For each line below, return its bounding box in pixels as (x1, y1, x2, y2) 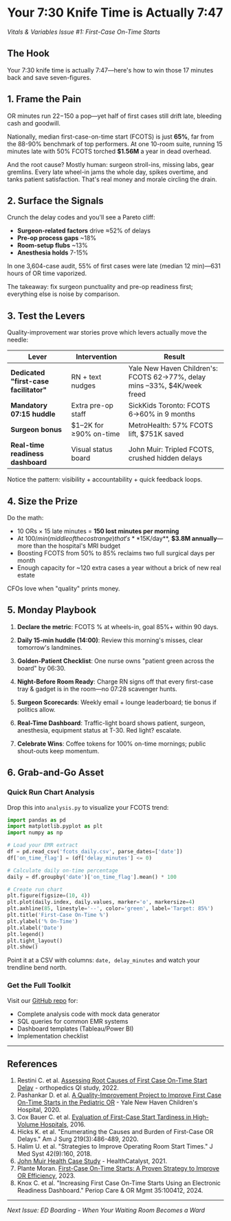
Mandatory (10, 401, 48, 410)
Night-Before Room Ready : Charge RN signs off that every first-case (16, 677, 214, 686)
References (7, 1058, 58, 1070)
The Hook (7, 48, 50, 59)
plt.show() (7, 944, 38, 951)
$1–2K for (71, 421, 104, 430)
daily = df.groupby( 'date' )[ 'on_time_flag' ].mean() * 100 (7, 873, 177, 880)
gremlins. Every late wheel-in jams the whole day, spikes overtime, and (7, 168, 208, 176)
